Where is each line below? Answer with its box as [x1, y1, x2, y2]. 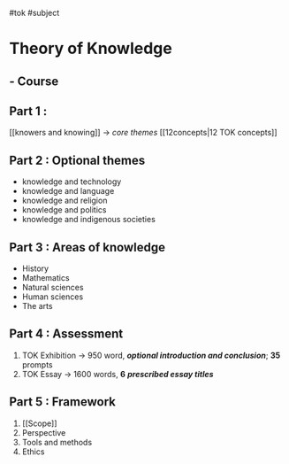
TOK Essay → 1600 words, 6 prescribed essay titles [21, 368, 214, 379]
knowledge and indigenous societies [21, 214, 156, 225]
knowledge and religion [21, 195, 108, 206]
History [21, 263, 49, 274]
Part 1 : [9, 104, 48, 119]
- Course [9, 73, 59, 89]
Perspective [21, 427, 66, 437]
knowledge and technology [21, 176, 122, 187]
